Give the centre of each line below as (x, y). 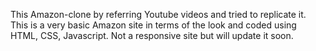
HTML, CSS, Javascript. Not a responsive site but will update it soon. (152, 35)
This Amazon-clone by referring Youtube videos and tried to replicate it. (158, 14)
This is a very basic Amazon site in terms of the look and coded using (153, 25)
